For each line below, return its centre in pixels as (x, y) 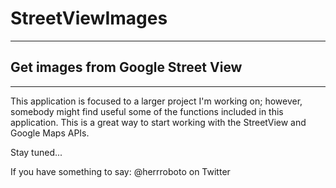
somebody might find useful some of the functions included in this (147, 111)
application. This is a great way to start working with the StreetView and (158, 122)
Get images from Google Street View (126, 67)
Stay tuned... (36, 152)
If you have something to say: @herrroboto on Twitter (120, 171)
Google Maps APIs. (50, 133)
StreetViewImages (89, 18)
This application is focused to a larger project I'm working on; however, (156, 101)
